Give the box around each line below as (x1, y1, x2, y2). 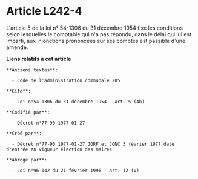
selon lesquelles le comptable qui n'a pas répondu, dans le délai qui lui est (6, 30, 192, 37)
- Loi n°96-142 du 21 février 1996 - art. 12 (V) (12, 168, 139, 174)
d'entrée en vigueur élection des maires (6, 146, 113, 152)
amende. (6, 44, 28, 51)
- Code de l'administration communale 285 (12, 77, 120, 83)
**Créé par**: (6, 130, 42, 137)
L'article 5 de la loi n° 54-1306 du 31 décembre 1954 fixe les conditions (6, 24, 183, 31)
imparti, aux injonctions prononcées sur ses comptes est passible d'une (6, 37, 186, 44)
